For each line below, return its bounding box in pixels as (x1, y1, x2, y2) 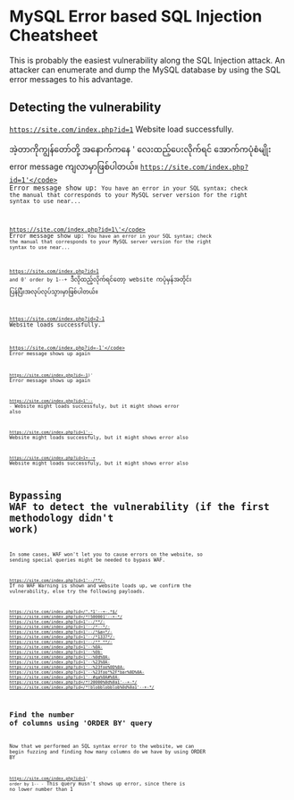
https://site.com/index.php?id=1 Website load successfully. (9, 123, 234, 134)
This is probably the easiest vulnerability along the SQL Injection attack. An (9, 55, 286, 65)
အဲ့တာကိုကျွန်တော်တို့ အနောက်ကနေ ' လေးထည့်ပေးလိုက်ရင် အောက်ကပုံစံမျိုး (9, 143, 272, 154)
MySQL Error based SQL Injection (9, 6, 263, 27)
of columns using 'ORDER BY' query (9, 719, 153, 728)
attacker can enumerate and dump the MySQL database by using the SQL (9, 64, 281, 75)
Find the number (9, 710, 75, 719)
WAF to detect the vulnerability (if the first (9, 501, 270, 513)
